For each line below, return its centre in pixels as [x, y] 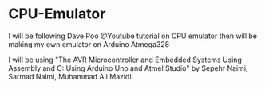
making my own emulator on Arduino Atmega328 [89, 44]
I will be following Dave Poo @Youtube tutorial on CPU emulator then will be [133, 36]
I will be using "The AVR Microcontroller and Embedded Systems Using [125, 60]
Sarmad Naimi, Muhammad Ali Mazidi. [71, 76]
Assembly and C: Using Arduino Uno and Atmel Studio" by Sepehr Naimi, [128, 68]
